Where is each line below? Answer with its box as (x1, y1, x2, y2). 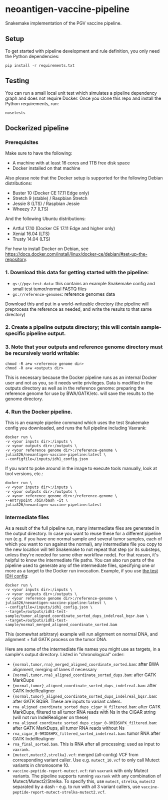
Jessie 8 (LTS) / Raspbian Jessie (12, 201, 80, 207)
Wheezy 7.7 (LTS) (12, 206, 49, 212)
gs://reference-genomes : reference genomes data (12, 291, 115, 297)
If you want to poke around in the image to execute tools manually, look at (5, 465, 157, 472)
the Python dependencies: (5, 53, 60, 59)
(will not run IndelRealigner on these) (12, 714, 88, 720)
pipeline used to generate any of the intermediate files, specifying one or (5, 562, 155, 568)
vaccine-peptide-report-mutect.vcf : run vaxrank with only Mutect (12, 768, 148, 774)
